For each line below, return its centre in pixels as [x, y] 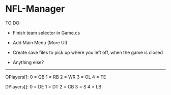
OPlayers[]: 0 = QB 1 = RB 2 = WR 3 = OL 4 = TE [56, 77]
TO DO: [13, 23]
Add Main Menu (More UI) [40, 42]
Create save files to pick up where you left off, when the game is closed [88, 52]
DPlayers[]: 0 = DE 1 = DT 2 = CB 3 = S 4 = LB [53, 86]
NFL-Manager [35, 9]
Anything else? [28, 62]
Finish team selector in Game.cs [46, 33]
